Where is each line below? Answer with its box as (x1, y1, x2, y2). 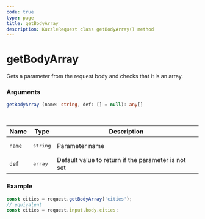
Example (6, 182, 33, 190)
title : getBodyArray (6, 20, 59, 26)
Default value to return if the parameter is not (57, 155, 186, 164)
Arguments (6, 88, 41, 97)
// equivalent (6, 201, 43, 208)
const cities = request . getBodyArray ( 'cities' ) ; (6, 196, 132, 202)
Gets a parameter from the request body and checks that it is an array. (6, 73, 184, 80)
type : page (6, 15, 34, 21)
